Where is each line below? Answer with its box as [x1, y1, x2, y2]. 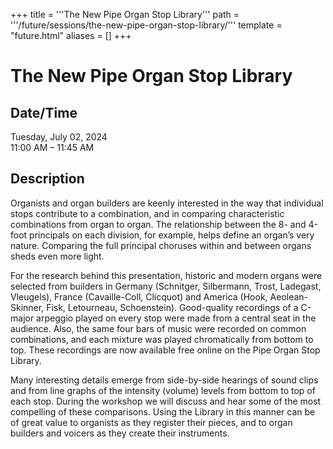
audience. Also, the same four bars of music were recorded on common [10, 322, 307, 334]
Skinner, [10, 301, 45, 313]
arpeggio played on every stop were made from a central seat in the [36, 312, 317, 324]
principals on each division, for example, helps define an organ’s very [29, 229, 315, 241]
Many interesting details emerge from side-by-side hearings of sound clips [10, 374, 319, 386]
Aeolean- [269, 290, 309, 303]
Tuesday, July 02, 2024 [10, 131, 108, 143]
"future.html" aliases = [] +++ [10, 30, 132, 41]
